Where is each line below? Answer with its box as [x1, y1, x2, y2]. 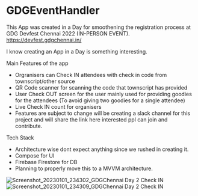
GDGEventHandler [6, 4, 100, 17]
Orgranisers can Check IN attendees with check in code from [14, 71, 167, 78]
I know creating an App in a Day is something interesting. [6, 47, 147, 55]
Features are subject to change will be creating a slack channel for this [14, 109, 191, 117]
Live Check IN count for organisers [14, 103, 102, 110]
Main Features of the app [6, 60, 69, 67]
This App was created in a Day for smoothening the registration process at [6, 23, 191, 31]
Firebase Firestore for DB [14, 158, 78, 165]
